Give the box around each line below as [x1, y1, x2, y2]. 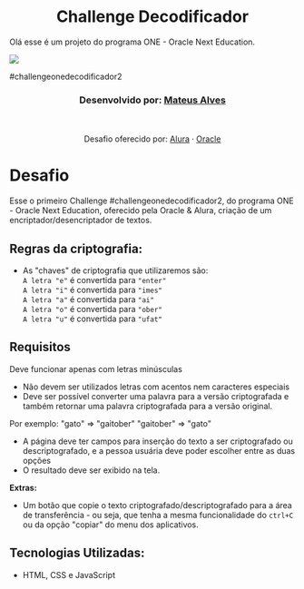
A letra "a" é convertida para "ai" [22, 293, 154, 305]
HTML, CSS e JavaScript [22, 569, 116, 580]
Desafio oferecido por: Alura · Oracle [83, 133, 221, 144]
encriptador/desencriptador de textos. [9, 215, 152, 226]
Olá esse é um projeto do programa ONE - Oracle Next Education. [9, 36, 256, 47]
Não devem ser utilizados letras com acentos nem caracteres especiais [22, 381, 290, 392]
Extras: [9, 482, 38, 493]
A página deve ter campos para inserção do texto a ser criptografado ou [22, 436, 293, 447]
